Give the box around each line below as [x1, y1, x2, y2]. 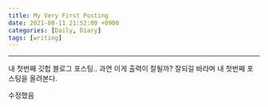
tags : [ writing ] [8, 33, 62, 42]
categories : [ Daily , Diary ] [8, 26, 102, 34]
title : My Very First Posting [8, 11, 109, 20]
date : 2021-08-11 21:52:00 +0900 [8, 19, 120, 27]
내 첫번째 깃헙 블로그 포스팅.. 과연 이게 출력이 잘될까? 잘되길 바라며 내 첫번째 [8, 64, 246, 74]
